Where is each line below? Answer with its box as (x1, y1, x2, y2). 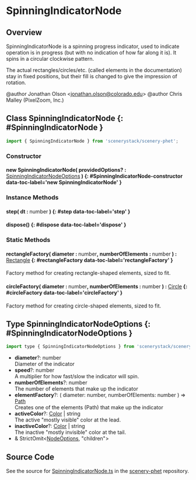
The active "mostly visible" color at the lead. (14, 416, 121, 423)
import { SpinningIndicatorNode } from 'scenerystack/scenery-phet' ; (6, 138, 179, 144)
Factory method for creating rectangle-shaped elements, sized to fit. (6, 270, 171, 277)
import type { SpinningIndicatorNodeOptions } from (6, 344, 134, 350)
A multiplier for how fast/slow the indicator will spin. (14, 373, 139, 380)
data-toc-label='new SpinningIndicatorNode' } (6, 179, 122, 186)
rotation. (6, 79, 26, 86)
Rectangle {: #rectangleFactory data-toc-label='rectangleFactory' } (6, 256, 173, 264)
